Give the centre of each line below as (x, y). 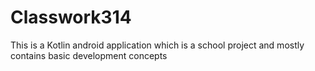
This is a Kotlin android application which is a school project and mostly (157, 45)
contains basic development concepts (89, 55)
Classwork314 (71, 17)
